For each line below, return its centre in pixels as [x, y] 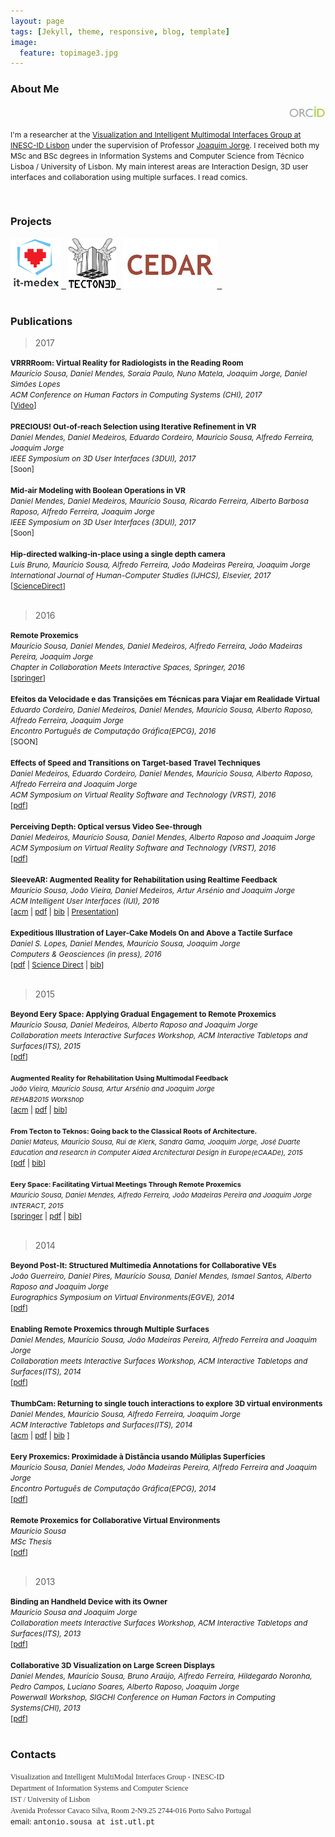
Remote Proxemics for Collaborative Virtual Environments [115, 1520]
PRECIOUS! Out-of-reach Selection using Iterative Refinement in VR [133, 426]
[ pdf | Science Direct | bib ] [57, 965]
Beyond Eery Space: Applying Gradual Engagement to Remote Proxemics [143, 1014]
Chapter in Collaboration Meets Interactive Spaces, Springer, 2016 [127, 667]
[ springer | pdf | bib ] [46, 1216]
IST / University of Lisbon [50, 1800]
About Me [35, 89]
